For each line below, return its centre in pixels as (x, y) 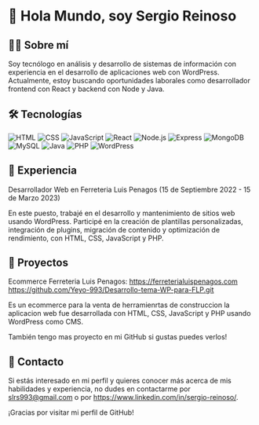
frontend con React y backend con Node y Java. (86, 89)
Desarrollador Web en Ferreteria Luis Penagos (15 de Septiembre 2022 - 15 (129, 189)
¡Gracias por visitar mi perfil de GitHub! (71, 412)
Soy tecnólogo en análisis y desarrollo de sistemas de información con (122, 64)
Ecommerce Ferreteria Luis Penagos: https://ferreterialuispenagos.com (123, 281)
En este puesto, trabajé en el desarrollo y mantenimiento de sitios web (122, 213)
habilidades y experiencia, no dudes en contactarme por (99, 389)
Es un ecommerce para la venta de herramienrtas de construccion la (119, 305)
